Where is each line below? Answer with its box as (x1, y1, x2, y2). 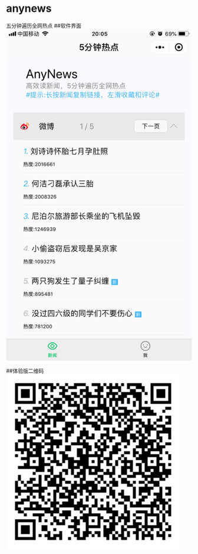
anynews (6, 2, 52, 15)
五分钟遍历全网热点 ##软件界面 (6, 22, 81, 29)
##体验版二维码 (6, 367, 44, 374)
